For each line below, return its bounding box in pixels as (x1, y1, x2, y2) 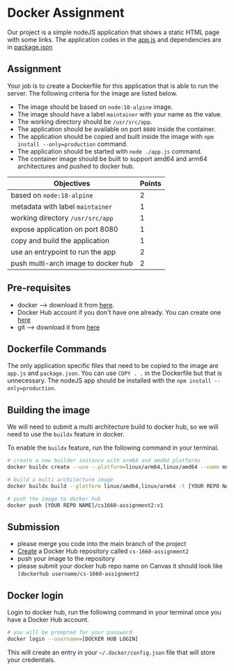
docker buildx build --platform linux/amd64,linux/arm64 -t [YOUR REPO (7, 482, 219, 489)
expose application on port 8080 (10, 224, 118, 234)
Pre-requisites (7, 282, 71, 294)
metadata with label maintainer (10, 201, 113, 211)
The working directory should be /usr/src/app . (17, 117, 153, 126)
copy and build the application (10, 235, 110, 245)
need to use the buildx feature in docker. (7, 430, 125, 438)
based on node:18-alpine (10, 190, 93, 200)
